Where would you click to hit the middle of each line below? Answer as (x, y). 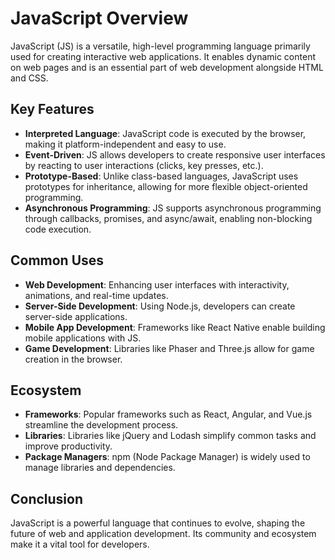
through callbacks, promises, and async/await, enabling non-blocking (168, 218)
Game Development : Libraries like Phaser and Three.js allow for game (169, 348)
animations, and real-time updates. (96, 295)
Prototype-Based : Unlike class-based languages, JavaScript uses (161, 176)
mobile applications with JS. (83, 338)
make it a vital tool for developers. (80, 544)
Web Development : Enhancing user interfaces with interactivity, (157, 284)
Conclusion (47, 498)
